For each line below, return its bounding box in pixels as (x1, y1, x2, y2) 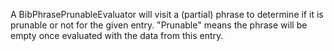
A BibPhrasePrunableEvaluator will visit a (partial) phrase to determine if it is (10, 9, 324, 20)
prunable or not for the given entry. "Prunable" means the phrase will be (10, 19, 308, 31)
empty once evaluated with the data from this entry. (10, 30, 224, 41)
